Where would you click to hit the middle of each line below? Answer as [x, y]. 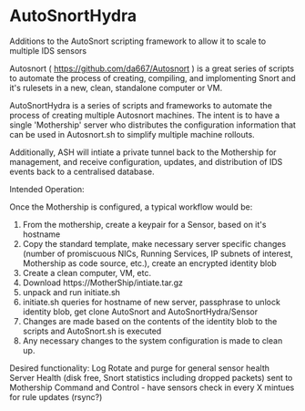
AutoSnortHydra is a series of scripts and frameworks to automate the [141, 105]
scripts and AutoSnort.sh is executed [92, 331]
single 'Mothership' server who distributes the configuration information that [152, 125]
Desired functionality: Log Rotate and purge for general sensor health [140, 368]
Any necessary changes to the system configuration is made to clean [152, 340]
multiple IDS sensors [48, 50]
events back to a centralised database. [82, 171]
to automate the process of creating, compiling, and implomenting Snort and [152, 77]
